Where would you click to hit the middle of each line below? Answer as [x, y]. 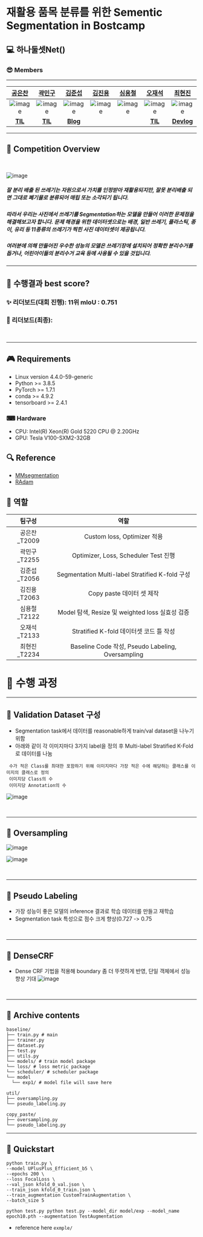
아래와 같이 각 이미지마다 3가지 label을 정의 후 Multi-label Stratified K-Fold [104, 746]
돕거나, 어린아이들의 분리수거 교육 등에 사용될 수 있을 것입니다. [79, 253]
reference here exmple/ [44, 1227]
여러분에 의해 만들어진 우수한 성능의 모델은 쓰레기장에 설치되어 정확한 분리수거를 [100, 246]
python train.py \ [29, 1163]
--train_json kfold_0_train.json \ [51, 1190]
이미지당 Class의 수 [31, 779]
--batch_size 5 [25, 1200]
